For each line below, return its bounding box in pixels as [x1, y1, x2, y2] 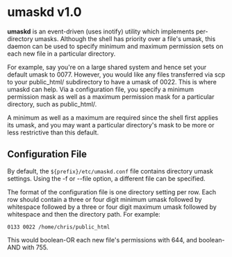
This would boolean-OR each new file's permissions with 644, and [7, 235, 198, 244]
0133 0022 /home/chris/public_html [7, 224, 110, 231]
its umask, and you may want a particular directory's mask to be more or [7, 120, 215, 129]
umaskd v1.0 [7, 4, 82, 20]
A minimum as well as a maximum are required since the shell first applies [7, 113, 219, 122]
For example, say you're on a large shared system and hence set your [7, 63, 207, 71]
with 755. [22, 243, 49, 251]
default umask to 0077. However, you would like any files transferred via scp [7, 70, 226, 79]
